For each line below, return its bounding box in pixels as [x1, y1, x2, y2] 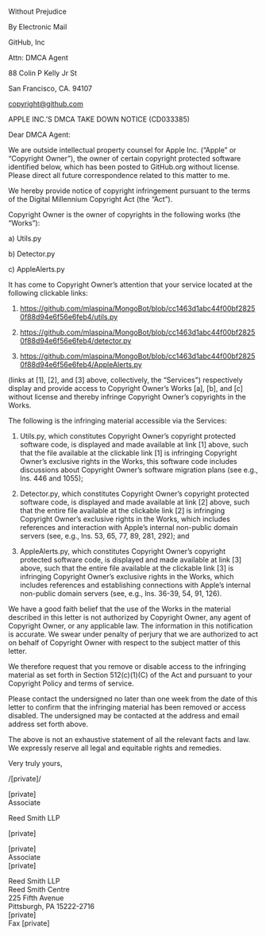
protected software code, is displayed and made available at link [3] [19, 555, 242, 564]
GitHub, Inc [8, 37, 45, 47]
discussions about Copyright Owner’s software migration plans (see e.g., [19, 465, 258, 474]
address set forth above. [8, 719, 89, 729]
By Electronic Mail [8, 22, 67, 31]
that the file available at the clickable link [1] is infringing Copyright [19, 448, 237, 458]
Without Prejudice [8, 7, 67, 16]
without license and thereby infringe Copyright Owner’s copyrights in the [8, 393, 246, 401]
